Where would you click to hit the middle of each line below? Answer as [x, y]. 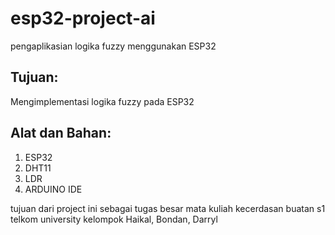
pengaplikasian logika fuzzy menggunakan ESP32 [113, 46]
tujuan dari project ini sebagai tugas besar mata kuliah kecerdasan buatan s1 [168, 208]
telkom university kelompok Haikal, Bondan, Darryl [114, 219]
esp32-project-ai [83, 18]
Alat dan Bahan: [61, 133]
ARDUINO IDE [53, 189]
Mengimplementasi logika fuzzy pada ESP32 [102, 101]
